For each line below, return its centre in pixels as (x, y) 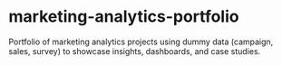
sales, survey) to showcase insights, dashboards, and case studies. (135, 51)
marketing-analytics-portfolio (124, 17)
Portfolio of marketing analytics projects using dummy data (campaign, (141, 42)
